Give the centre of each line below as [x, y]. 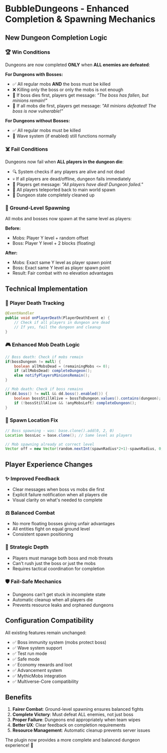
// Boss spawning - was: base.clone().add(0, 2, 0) [60, 431]
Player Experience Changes [49, 464]
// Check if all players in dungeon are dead [62, 322]
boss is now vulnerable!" [38, 111]
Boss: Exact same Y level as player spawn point [61, 268]
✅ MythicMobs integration [39, 676]
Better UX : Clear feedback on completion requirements [69, 725]
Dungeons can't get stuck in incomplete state [59, 594]
